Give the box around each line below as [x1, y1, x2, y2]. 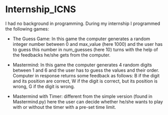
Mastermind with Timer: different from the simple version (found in [12, 93, 153, 99]
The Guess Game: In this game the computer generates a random [12, 36, 150, 42]
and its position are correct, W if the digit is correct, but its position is [12, 78, 158, 84]
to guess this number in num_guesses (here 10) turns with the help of [12, 46, 158, 52]
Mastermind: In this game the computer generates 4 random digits [12, 62, 152, 68]
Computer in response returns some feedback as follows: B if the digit [12, 72, 160, 78]
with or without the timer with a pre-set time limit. [12, 104, 116, 110]
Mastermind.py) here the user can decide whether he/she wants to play [12, 98, 163, 105]
